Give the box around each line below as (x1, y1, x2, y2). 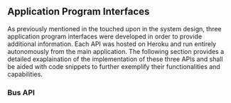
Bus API (7, 87, 36, 97)
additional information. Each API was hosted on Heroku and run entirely (7, 39, 217, 48)
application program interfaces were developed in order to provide (7, 32, 203, 40)
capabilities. (7, 70, 43, 78)
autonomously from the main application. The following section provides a (7, 47, 225, 55)
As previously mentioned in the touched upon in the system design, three (7, 24, 222, 33)
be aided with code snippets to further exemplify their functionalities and (7, 62, 220, 70)
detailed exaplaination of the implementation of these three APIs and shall (7, 55, 223, 63)
